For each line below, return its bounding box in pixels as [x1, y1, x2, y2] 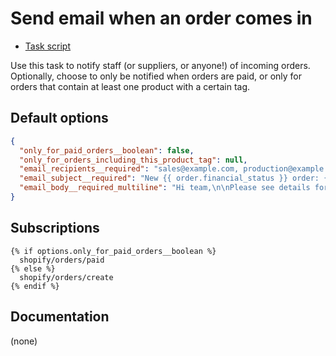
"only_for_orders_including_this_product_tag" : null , [19, 155, 248, 165]
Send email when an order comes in [10, 7, 313, 30]
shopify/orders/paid [19, 255, 105, 265]
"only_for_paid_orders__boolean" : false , [19, 145, 195, 156]
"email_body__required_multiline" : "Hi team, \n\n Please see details [19, 183, 311, 193]
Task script [24, 40, 72, 52]
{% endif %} [10, 281, 60, 291]
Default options [10, 110, 109, 127]
